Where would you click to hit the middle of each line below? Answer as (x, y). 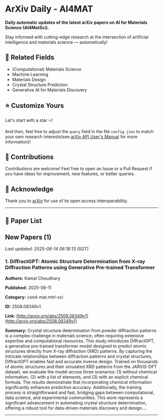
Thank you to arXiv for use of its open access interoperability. (67, 201)
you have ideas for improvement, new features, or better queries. (70, 174)
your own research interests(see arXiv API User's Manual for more (71, 137)
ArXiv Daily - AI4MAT (49, 9)
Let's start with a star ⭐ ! (29, 120)
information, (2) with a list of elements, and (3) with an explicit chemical (76, 377)
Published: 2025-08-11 (28, 287)
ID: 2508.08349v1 (23, 306)
